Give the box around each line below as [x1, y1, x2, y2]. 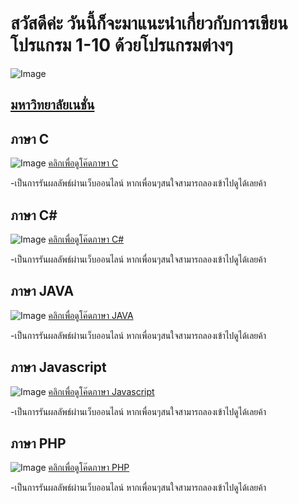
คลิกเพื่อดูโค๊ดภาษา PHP [48, 462, 130, 474]
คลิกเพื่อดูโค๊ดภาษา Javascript [48, 385, 155, 397]
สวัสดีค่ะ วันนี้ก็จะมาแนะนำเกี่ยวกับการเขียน [10, 12, 288, 35]
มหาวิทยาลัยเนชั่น [10, 97, 95, 114]
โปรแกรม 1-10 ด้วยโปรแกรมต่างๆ [10, 34, 233, 57]
